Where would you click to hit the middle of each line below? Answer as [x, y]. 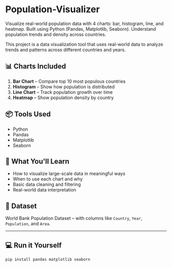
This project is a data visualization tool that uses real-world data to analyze [84, 44]
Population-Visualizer [52, 9]
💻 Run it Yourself [34, 245]
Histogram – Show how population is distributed [64, 87]
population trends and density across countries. [56, 34]
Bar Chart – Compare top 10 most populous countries [69, 81]
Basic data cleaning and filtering [47, 184]
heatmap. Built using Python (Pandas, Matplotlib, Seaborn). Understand [81, 29]
